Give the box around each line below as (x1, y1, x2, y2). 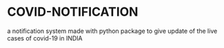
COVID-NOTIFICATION (7, 4, 139, 20)
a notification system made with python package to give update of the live (7, 27, 218, 35)
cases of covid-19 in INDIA (7, 34, 83, 42)
